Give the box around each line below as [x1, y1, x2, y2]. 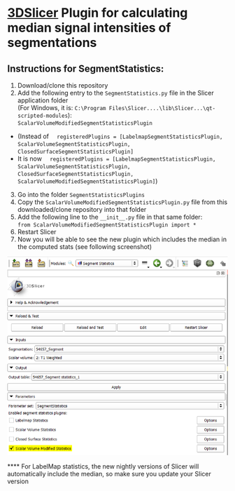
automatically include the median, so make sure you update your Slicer [7, 470, 211, 478]
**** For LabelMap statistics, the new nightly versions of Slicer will [7, 462, 199, 471]
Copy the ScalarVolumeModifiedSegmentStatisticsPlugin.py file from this [17, 198, 228, 206]
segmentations [7, 35, 97, 51]
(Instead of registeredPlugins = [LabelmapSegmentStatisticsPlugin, [17, 132, 223, 140]
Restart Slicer [17, 228, 57, 236]
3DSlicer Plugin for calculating [7, 5, 188, 21]
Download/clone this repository [17, 81, 108, 89]
